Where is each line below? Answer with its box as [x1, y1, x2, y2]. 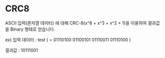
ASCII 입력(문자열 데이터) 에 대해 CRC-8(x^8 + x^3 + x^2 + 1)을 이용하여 [5, 20, 147, 26]
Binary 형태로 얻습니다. [10, 26, 55, 32]
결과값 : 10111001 [5, 47, 38, 53]
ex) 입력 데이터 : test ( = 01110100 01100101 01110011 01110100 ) [5, 37, 131, 43]
